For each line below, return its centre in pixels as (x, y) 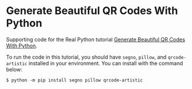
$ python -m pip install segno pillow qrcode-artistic (75, 80)
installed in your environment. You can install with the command (106, 63)
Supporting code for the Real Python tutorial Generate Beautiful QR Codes (96, 39)
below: (14, 69)
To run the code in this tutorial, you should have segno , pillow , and (86, 57)
